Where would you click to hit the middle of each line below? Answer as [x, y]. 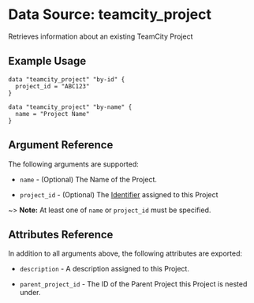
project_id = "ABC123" [52, 86]
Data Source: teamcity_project [110, 15]
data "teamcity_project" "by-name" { [70, 107]
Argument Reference [61, 145]
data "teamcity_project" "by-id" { [67, 79]
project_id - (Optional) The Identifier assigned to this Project [119, 194]
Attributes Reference [61, 234]
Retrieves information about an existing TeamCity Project [101, 36]
